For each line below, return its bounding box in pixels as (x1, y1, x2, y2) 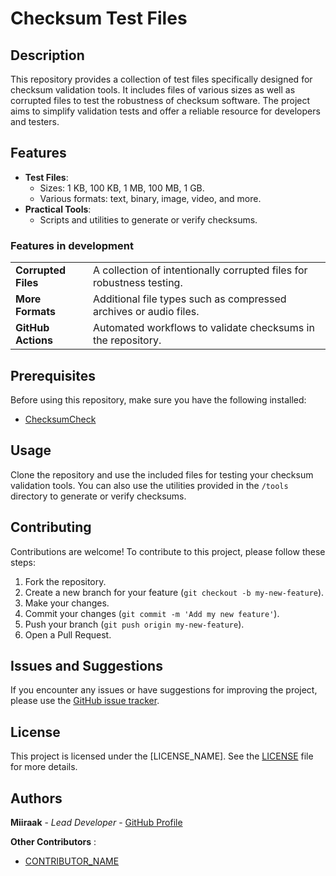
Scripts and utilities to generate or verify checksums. (39, 213, 258, 226)
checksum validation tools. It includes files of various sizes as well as (10, 84, 296, 96)
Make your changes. (24, 597, 110, 609)
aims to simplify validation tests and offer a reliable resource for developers (10, 105, 321, 117)
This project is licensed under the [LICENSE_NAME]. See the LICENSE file (10, 750, 314, 762)
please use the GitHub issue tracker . (10, 695, 160, 707)
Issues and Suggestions (10, 657, 163, 674)
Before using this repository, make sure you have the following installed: (10, 393, 307, 406)
